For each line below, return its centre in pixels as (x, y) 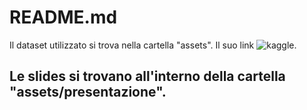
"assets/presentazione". (88, 92)
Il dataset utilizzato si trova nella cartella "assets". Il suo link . (153, 45)
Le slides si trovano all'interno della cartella (147, 76)
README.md (63, 17)
